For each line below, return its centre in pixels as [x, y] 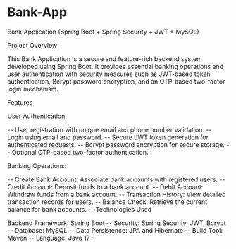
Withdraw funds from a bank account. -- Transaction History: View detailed [117, 194]
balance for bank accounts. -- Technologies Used [80, 209]
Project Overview [32, 45]
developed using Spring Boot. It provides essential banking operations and [116, 66]
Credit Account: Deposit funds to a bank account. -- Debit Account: [105, 186]
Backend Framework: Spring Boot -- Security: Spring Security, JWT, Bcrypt [117, 223]
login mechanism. [33, 89]
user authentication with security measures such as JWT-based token [109, 74]
